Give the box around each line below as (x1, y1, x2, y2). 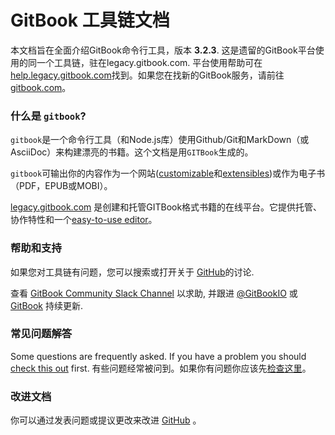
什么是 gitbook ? (10, 109, 87, 123)
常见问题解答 (10, 327, 73, 341)
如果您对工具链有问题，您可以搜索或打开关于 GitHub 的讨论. (10, 266, 255, 278)
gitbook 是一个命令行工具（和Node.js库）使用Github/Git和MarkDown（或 (10, 134, 310, 146)
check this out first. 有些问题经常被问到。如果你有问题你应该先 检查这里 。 (10, 362, 312, 374)
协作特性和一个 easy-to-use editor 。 (10, 214, 158, 226)
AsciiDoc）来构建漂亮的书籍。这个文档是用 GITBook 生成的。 (10, 146, 254, 158)
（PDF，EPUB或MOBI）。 (10, 180, 113, 192)
